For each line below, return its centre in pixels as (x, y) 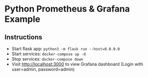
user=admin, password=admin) (43, 69)
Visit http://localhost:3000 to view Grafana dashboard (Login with (77, 64)
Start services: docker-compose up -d (49, 54)
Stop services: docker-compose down (47, 59)
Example (22, 19)
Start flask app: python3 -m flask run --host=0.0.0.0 (66, 49)
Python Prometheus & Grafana (67, 9)
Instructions (23, 37)
